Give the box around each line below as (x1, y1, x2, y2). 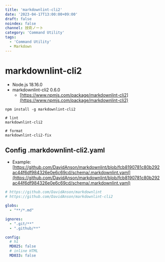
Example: (12, 159, 31, 165)
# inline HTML (9, 249, 38, 254)
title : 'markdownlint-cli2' (5, 7, 63, 12)
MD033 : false (9, 253, 36, 258)
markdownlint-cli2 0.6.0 (12, 87, 60, 93)
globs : (5, 203, 19, 208)
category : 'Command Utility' (5, 30, 65, 35)
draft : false (5, 16, 32, 21)
